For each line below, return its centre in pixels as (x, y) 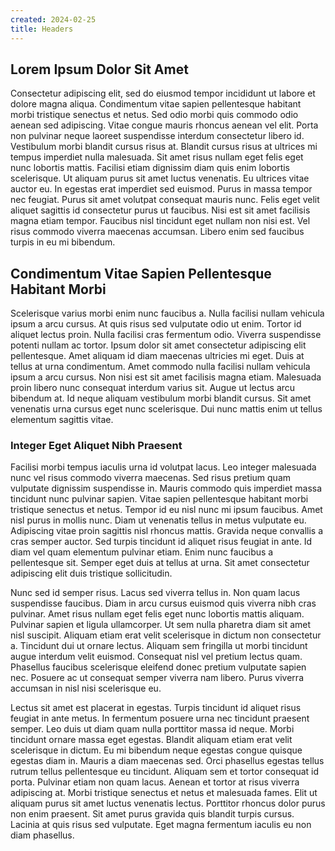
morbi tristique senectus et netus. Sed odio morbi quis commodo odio (154, 115)
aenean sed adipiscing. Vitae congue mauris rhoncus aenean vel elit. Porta (164, 125)
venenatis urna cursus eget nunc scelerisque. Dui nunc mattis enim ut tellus (166, 409)
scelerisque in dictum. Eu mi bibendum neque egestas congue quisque (156, 750)
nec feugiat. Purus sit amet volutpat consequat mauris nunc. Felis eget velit (165, 200)
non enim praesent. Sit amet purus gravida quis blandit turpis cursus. (152, 814)
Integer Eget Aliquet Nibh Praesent (96, 446)
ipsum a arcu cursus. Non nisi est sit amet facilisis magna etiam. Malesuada (166, 377)
